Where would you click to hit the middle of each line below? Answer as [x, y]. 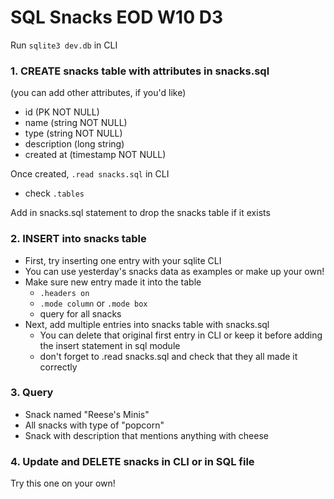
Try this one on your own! [63, 483]
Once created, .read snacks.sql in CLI [90, 174]
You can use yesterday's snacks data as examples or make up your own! [174, 271]
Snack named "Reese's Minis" [87, 414]
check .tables [54, 193]
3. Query [32, 393]
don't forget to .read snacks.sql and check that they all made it [168, 356]
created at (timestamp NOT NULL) [95, 155]
